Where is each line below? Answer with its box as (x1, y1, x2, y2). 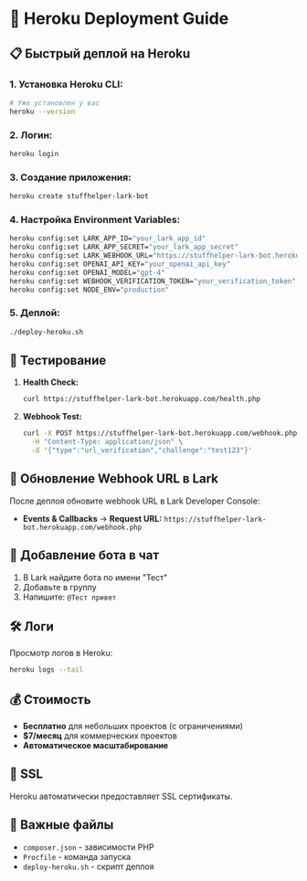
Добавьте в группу (22, 581, 98, 592)
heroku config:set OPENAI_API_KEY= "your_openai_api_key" (9, 260, 231, 269)
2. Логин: (9, 128, 53, 141)
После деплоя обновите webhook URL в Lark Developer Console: (9, 495, 260, 506)
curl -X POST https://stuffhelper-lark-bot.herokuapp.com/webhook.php (22, 429, 298, 438)
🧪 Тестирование (9, 352, 107, 368)
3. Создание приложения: (9, 171, 132, 184)
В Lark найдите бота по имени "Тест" (22, 571, 168, 583)
